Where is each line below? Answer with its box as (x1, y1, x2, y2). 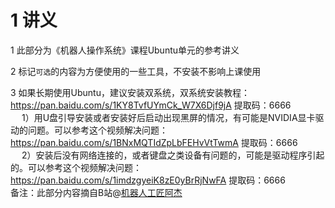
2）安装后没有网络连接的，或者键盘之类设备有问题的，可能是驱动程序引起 (21, 149, 325, 161)
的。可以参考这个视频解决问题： (10, 161, 142, 173)
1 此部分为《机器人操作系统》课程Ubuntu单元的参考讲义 (10, 44, 240, 56)
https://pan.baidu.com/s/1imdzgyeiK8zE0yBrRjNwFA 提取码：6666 (10, 174, 286, 186)
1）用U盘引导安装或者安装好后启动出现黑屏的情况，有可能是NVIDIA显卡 (21, 111, 316, 123)
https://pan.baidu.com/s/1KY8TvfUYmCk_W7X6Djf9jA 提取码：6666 (10, 99, 292, 111)
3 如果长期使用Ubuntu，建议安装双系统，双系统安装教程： (10, 86, 250, 98)
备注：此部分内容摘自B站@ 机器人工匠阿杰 (10, 186, 183, 198)
